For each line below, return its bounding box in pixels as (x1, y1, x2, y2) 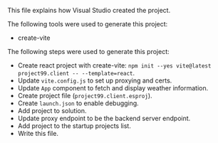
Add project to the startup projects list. (17, 122, 132, 130)
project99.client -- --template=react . (17, 69, 135, 77)
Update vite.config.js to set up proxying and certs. (17, 76, 172, 85)
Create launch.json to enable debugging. (17, 99, 139, 107)
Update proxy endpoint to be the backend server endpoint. (17, 114, 191, 122)
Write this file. (17, 129, 59, 137)
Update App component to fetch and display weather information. (17, 84, 209, 92)
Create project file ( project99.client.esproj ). (17, 92, 152, 100)
